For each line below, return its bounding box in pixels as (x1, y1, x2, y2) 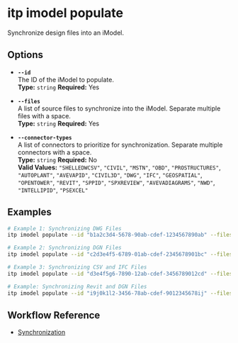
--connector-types (17, 134, 72, 141)
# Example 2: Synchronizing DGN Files (7, 244, 122, 252)
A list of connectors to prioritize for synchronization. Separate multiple (17, 140, 223, 149)
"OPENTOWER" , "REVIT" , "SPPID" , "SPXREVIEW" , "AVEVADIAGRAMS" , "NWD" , (17, 178, 215, 186)
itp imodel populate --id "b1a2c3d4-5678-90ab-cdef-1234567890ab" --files (7, 232, 233, 239)
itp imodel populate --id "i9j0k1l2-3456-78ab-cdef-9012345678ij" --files (7, 289, 233, 297)
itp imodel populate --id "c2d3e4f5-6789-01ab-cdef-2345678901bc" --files (7, 251, 233, 258)
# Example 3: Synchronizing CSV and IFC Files (7, 264, 147, 271)
